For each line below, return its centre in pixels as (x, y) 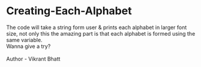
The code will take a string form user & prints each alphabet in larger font (97, 27)
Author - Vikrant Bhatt (33, 59)
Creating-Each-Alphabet (69, 11)
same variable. (25, 40)
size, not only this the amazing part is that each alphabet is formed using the (101, 33)
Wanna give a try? (28, 46)
